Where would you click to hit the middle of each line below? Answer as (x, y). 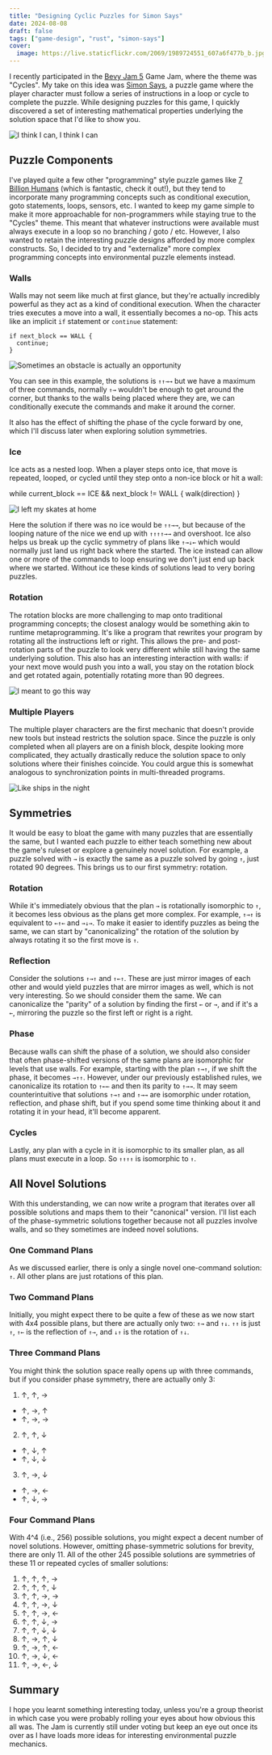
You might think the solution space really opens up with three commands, (131, 1370)
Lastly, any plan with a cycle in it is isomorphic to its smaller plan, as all (127, 1150)
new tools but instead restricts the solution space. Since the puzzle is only (133, 738)
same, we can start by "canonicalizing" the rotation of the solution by (124, 932)
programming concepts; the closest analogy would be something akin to (129, 624)
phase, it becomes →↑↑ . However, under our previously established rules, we (136, 1077)
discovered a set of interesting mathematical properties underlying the (126, 111)
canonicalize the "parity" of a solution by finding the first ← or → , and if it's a (134, 1004)
